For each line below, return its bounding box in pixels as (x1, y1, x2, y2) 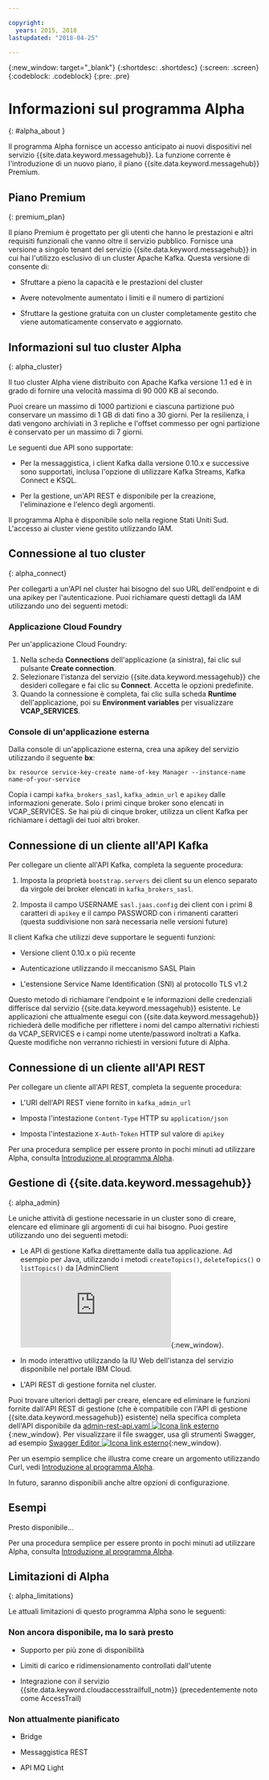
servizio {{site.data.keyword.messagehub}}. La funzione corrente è (8, 150, 231, 160)
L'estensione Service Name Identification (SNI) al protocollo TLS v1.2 (19, 979, 248, 989)
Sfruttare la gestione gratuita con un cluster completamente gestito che (19, 309, 257, 319)
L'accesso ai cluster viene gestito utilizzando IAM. (8, 524, 174, 533)
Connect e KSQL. (19, 475, 78, 485)
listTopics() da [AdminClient (19, 1263, 119, 1272)
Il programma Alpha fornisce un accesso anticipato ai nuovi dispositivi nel (8, 142, 252, 151)
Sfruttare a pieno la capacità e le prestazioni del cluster (19, 277, 203, 287)
